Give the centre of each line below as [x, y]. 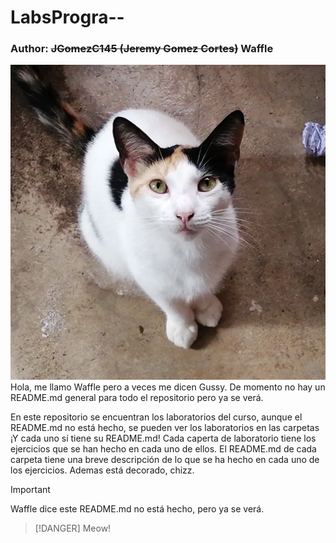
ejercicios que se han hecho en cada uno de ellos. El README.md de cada [163, 449]
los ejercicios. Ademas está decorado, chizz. [102, 470]
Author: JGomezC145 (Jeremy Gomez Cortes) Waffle [142, 49]
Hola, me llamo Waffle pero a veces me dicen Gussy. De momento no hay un [168, 387]
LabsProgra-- [67, 17]
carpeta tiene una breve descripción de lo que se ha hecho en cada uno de [165, 460]
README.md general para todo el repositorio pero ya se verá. [137, 398]
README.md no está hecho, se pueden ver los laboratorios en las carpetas [165, 428]
